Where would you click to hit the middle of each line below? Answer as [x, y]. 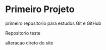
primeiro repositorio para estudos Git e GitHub [53, 23]
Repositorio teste [23, 33]
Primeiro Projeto [40, 9]
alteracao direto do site [29, 43]
